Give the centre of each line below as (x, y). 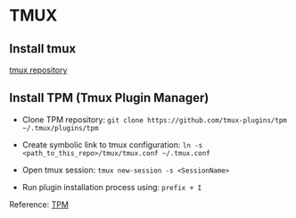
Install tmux (43, 49)
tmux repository (38, 70)
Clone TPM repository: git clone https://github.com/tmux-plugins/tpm (155, 119)
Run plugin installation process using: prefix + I (112, 187)
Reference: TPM (39, 204)
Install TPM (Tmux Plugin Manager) (109, 98)
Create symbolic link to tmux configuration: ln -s (112, 145)
